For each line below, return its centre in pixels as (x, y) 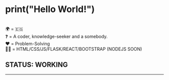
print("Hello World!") (50, 9)
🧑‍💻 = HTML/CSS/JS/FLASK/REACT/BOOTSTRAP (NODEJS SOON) (74, 49)
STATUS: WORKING (36, 65)
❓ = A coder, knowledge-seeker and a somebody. (57, 36)
